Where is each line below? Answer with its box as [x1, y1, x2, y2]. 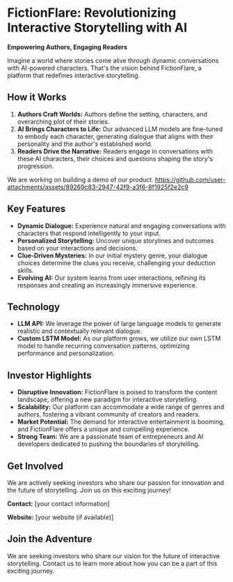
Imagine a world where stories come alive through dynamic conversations [7, 56, 219, 64]
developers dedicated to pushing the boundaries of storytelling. [17, 440, 200, 448]
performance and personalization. [17, 349, 115, 357]
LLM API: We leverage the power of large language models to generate [17, 320, 221, 328]
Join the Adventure [7, 533, 93, 545]
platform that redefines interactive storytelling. [7, 71, 140, 80]
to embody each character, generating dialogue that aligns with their [17, 132, 214, 140]
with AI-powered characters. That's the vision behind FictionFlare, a [7, 64, 202, 72]
